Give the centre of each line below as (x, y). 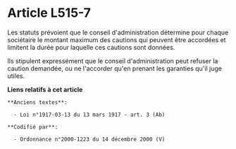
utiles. (16, 76)
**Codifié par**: (33, 127)
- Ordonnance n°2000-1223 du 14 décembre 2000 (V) (89, 139)
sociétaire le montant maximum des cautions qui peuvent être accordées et (117, 39)
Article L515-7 (49, 13)
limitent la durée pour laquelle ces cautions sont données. (91, 47)
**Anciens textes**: (38, 102)
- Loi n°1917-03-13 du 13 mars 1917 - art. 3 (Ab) (89, 115)
